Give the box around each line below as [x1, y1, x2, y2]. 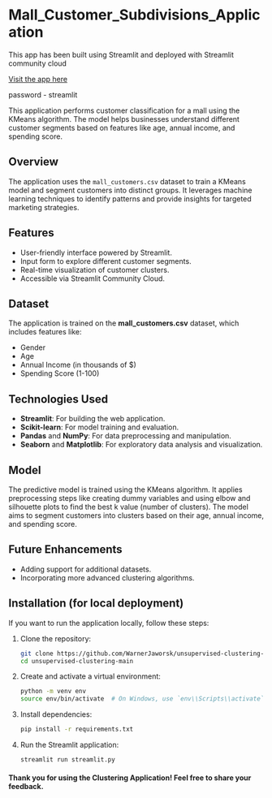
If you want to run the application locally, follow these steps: [8, 618, 209, 628]
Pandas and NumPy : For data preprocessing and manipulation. [19, 431, 231, 441]
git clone [19, 649, 54, 658]
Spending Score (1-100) [19, 369, 100, 378]
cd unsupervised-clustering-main [19, 657, 134, 665]
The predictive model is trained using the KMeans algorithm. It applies [8, 485, 243, 494]
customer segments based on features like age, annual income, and [8, 123, 235, 132]
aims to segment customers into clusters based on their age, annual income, [8, 511, 265, 520]
